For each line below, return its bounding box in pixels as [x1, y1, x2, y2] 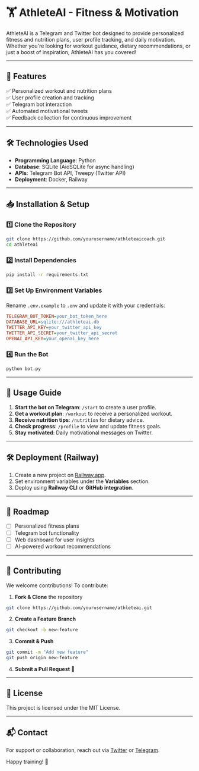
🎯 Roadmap [6, 507, 49, 517]
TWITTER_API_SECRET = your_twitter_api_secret [6, 330, 118, 336]
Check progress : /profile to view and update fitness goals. [14, 422, 162, 430]
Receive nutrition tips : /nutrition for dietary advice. [14, 416, 145, 424]
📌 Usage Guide [6, 388, 62, 398]
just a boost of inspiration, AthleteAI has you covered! [6, 48, 137, 55]
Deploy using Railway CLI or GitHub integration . [14, 484, 134, 491]
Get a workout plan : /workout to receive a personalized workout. [14, 410, 173, 417]
